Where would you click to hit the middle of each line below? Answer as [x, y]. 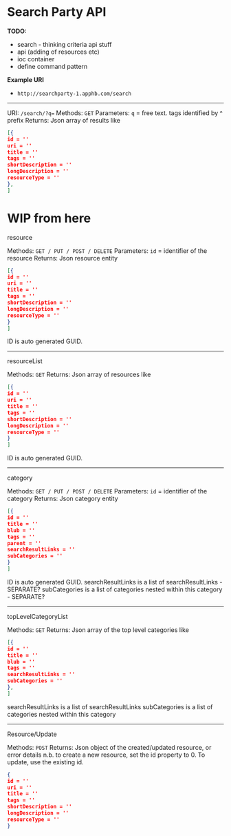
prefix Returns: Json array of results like [64, 120]
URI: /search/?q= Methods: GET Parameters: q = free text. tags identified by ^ [115, 113]
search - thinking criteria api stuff [64, 44]
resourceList [25, 361]
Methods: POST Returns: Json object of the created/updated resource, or [109, 747]
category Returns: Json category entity [63, 499]
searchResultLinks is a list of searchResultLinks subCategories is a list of [110, 706]
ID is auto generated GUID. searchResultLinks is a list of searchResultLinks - [115, 582]
